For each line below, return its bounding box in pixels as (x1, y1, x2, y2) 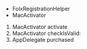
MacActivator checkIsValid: (12, 30, 81, 37)
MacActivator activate (12, 24, 68, 30)
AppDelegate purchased (12, 36, 74, 43)
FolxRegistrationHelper (12, 5, 70, 12)
